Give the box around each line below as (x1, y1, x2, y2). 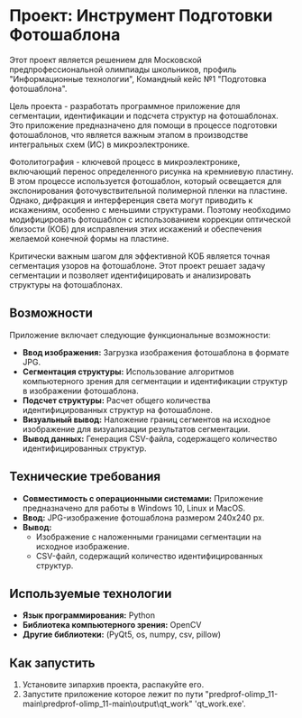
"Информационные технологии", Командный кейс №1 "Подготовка (9, 73, 267, 84)
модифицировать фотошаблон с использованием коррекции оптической (9, 214, 291, 225)
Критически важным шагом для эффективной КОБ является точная (9, 250, 270, 262)
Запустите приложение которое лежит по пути (22, 689, 204, 700)
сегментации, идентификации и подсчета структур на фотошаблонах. (9, 110, 279, 121)
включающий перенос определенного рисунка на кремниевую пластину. (9, 166, 294, 177)
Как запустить (9, 655, 96, 670)
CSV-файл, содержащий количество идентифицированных (35, 550, 263, 561)
